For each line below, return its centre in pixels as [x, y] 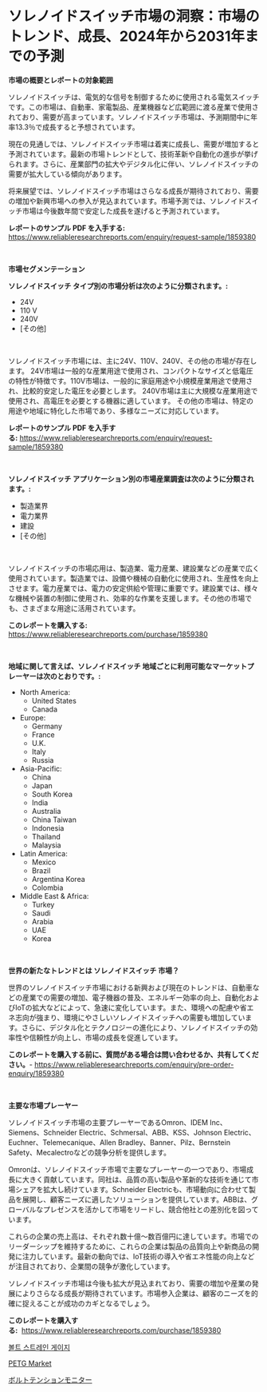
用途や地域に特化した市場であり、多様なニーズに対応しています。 [116, 411]
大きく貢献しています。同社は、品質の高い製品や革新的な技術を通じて [137, 1179]
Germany [47, 726]
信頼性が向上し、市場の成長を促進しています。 [106, 1037]
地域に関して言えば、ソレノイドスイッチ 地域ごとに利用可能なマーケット [128, 666]
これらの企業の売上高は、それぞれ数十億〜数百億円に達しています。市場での [133, 1236]
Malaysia [46, 845]
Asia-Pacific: [41, 768]
